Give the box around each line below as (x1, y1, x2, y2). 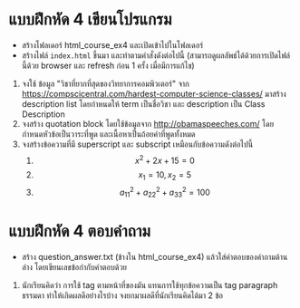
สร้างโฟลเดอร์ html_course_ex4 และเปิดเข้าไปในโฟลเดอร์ (21, 39, 204, 50)
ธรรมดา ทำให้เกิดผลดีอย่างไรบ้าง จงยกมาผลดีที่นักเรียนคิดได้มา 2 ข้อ (21, 290, 224, 301)
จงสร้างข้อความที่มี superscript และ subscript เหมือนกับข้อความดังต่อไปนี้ (21, 139, 254, 149)
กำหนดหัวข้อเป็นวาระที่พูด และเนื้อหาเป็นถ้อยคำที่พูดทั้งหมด (21, 128, 196, 140)
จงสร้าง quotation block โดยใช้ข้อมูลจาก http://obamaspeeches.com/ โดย (21, 118, 274, 129)
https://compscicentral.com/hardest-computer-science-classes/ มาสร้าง (21, 88, 286, 99)
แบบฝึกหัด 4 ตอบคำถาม (8, 221, 151, 242)
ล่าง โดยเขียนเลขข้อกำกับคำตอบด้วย (21, 261, 128, 272)
